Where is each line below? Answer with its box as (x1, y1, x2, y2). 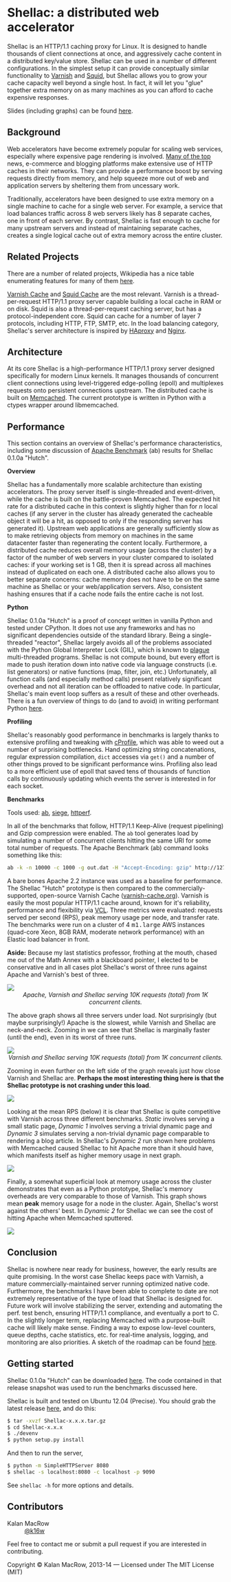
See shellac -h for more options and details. (7, 1481, 134, 1489)
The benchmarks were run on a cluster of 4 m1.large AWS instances (7, 921, 205, 929)
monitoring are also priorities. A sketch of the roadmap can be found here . (7, 1338, 217, 1346)
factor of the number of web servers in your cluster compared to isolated (7, 553, 214, 561)
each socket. (7, 782, 44, 790)
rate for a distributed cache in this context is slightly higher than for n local (7, 502, 218, 511)
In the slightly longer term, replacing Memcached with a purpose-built (7, 1316, 206, 1324)
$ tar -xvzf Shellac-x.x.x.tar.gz (7, 1417, 107, 1424)
